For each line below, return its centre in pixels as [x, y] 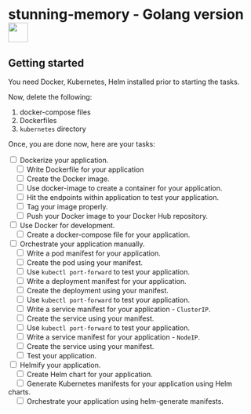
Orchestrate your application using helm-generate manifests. [125, 401]
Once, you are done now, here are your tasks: [82, 144]
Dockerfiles [38, 120]
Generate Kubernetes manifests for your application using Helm [129, 383]
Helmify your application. [60, 365]
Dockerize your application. [64, 160]
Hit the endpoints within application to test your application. [123, 197]
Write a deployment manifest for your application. [106, 281]
